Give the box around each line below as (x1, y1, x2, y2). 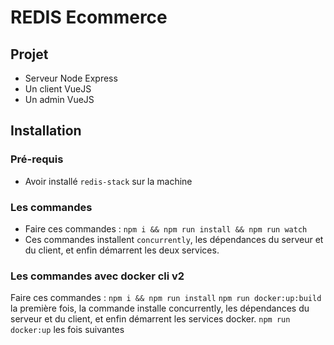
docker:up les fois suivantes (10, 324, 125, 336)
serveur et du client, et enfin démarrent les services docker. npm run (10, 313, 291, 325)
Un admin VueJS (24, 94, 95, 105)
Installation (10, 122, 82, 140)
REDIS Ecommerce (10, 6, 168, 29)
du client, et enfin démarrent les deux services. (24, 244, 220, 256)
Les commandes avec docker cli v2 (10, 269, 185, 283)
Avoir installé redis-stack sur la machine (24, 175, 193, 187)
